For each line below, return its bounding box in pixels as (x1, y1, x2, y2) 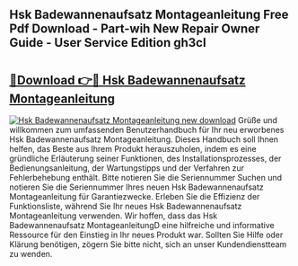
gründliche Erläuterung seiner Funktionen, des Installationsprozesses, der (9, 153, 282, 164)
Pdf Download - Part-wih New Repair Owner (9, 22, 260, 37)
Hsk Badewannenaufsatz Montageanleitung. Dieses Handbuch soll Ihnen (9, 134, 279, 145)
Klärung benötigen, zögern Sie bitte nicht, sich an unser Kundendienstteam (9, 239, 287, 250)
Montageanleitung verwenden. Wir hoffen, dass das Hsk (9, 210, 218, 221)
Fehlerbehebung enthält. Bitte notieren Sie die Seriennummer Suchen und (9, 173, 283, 182)
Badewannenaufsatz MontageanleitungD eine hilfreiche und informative (9, 220, 276, 230)
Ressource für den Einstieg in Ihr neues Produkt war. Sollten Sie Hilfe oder (9, 229, 284, 240)
